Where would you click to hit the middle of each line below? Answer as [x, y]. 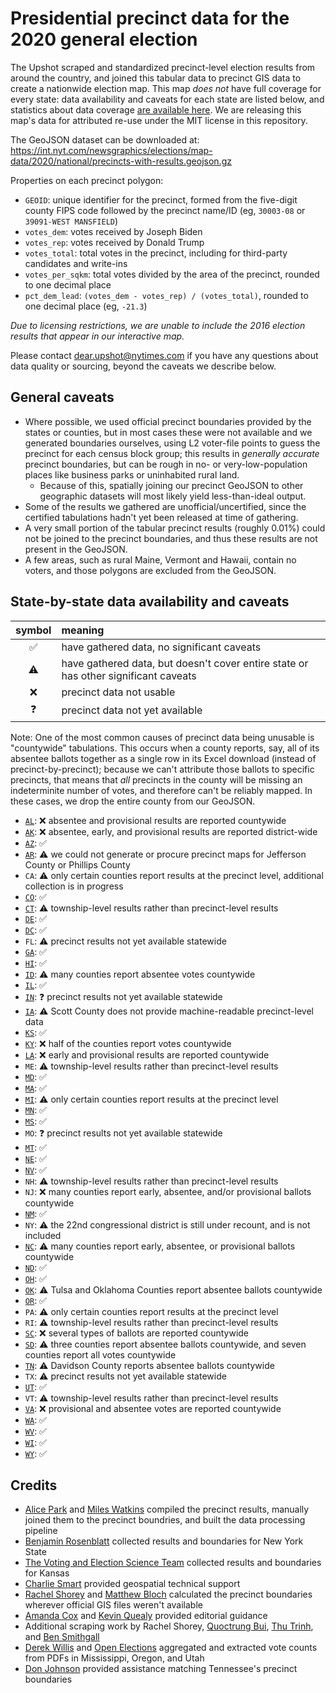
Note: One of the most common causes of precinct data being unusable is [162, 737]
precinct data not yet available [132, 710]
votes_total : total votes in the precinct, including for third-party [156, 253]
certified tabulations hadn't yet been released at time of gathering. [161, 517]
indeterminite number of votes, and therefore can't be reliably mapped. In [161, 790]
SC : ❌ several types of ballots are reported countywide [137, 1333]
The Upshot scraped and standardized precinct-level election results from [163, 67]
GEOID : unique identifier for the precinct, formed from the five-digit [161, 199]
